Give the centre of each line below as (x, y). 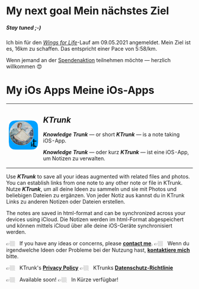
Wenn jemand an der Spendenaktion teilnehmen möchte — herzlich (88, 60)
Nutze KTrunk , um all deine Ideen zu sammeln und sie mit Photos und (91, 189)
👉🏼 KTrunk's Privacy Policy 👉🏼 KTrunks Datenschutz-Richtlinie (90, 268)
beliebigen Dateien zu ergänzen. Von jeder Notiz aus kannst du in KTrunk (95, 196)
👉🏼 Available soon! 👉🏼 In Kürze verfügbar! (62, 280)
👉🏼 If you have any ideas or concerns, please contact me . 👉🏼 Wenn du (98, 243)
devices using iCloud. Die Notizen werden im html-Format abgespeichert (95, 219)
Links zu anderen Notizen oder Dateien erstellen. (66, 202)
